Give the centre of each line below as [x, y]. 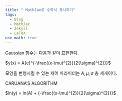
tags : [11, 15]
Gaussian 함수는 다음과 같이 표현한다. [42, 53]
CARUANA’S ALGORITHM [31, 83]
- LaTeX [18, 33]
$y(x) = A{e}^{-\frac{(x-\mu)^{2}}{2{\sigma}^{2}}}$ [58, 63]
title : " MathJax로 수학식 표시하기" [40, 10]
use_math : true [21, 38]
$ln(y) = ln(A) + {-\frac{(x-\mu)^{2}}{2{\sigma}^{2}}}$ [61, 93]
